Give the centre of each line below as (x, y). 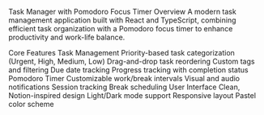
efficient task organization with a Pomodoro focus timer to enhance (121, 29)
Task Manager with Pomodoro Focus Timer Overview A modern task (122, 12)
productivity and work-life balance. (67, 37)
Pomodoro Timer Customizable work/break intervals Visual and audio (124, 78)
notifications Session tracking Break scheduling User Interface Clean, (124, 87)
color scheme (31, 104)
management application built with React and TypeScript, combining (122, 20)
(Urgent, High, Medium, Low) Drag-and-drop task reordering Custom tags (132, 61)
